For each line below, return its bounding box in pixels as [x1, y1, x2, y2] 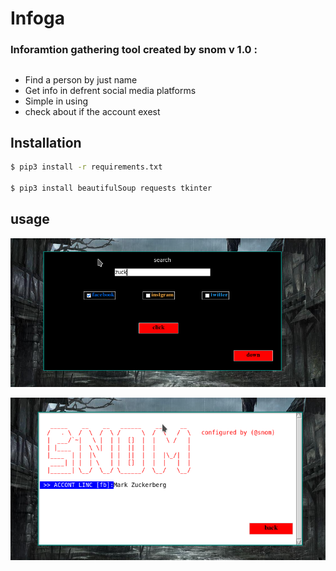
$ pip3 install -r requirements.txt [10, 162, 163, 172]
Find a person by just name [24, 73, 138, 86]
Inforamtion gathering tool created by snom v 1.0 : [10, 43, 258, 57]
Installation [10, 134, 82, 151]
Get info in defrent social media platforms [24, 84, 197, 96]
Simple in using [24, 95, 89, 107]
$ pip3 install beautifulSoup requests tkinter [10, 183, 213, 194]
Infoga [10, 7, 65, 30]
